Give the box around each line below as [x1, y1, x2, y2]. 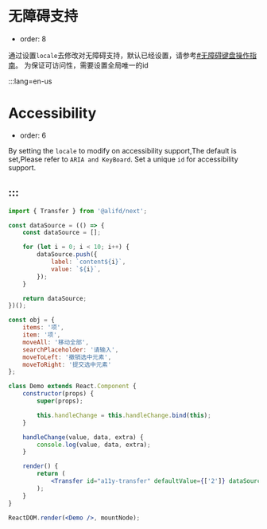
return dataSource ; [22, 294, 87, 302]
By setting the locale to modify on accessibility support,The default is [8, 146, 237, 155]
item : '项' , [22, 331, 61, 339]
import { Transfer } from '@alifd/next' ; [8, 207, 148, 215]
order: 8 [19, 33, 46, 44]
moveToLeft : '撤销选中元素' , [22, 353, 112, 361]
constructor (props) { [22, 390, 94, 398]
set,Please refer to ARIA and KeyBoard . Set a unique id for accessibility [8, 154, 238, 164]
